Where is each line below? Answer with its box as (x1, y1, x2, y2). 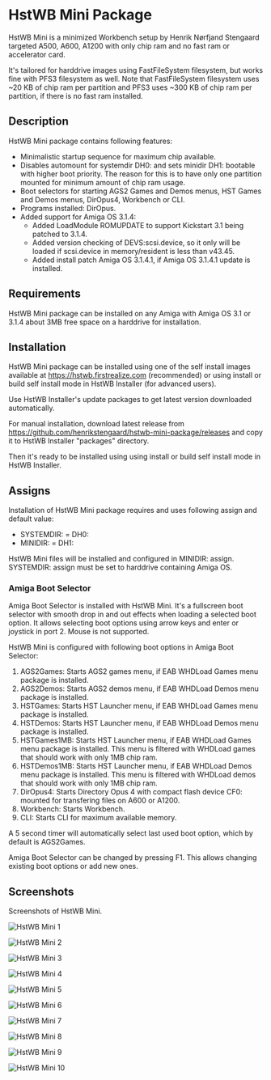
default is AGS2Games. (8, 837, 86, 847)
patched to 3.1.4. (32, 229, 87, 239)
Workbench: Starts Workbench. (19, 804, 125, 814)
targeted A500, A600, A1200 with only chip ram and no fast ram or (8, 40, 231, 50)
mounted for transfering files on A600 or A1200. (19, 795, 180, 806)
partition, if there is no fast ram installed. (8, 91, 143, 100)
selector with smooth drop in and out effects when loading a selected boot (8, 609, 257, 620)
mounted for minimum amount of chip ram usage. (19, 177, 186, 187)
